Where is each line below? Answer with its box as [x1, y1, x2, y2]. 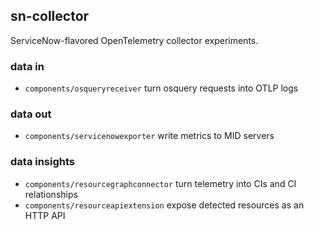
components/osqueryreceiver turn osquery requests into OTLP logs [24, 82, 299, 94]
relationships [24, 188, 78, 200]
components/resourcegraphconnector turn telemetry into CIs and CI [24, 177, 297, 189]
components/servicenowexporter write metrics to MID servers [24, 130, 275, 142]
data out [10, 107, 52, 121]
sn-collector [10, 8, 90, 25]
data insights [10, 155, 76, 169]
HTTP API [24, 209, 66, 221]
